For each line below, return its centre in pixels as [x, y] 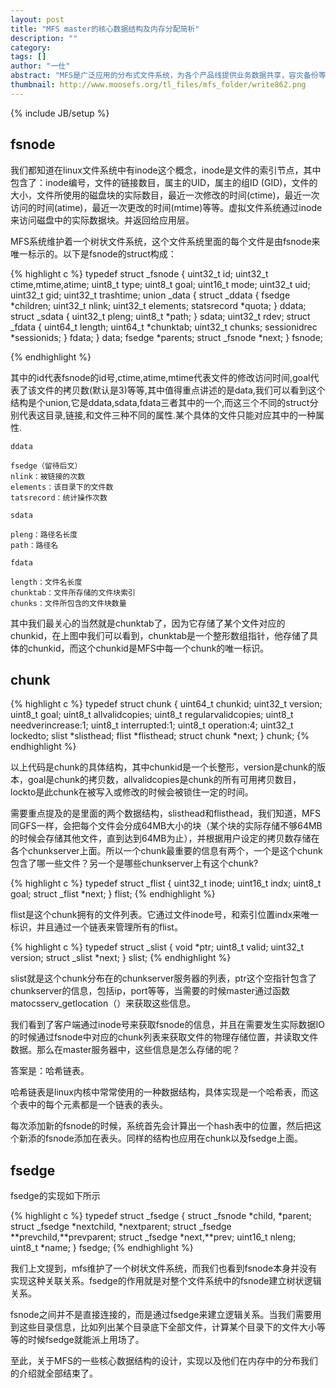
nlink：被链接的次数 [48, 476]
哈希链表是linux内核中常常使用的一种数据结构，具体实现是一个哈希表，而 [160, 1092]
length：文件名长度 [46, 582]
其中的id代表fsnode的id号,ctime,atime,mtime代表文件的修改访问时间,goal [160, 377]
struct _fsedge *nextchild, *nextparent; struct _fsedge [121, 1227]
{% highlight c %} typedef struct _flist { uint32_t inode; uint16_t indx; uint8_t [166, 883]
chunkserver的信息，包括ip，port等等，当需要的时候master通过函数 [150, 991]
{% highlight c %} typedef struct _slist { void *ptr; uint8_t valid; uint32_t [157, 947]
